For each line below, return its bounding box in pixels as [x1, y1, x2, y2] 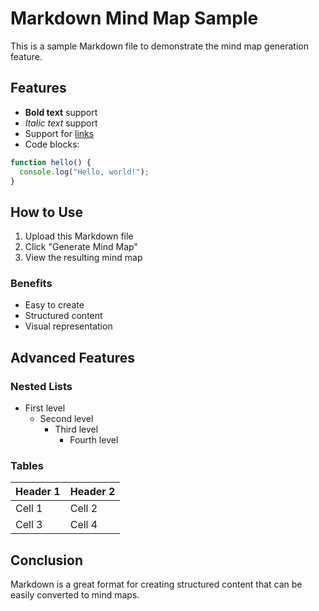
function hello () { [10, 157, 92, 167]
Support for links [24, 127, 95, 139]
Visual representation [24, 320, 113, 332]
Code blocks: [24, 138, 80, 150]
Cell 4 [69, 518, 98, 532]
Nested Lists [10, 379, 73, 393]
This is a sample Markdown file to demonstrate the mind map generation [10, 40, 309, 52]
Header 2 [69, 485, 116, 499]
